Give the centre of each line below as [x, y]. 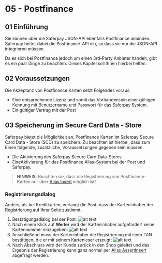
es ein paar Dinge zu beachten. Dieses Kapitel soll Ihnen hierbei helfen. [76, 63]
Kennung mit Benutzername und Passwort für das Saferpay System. [80, 105]
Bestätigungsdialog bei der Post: [44, 219]
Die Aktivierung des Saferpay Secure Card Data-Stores [67, 157]
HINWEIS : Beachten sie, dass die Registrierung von [68, 176]
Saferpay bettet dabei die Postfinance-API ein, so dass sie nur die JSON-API [81, 44]
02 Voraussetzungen [37, 79]
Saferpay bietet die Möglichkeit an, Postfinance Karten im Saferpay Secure [80, 137]
